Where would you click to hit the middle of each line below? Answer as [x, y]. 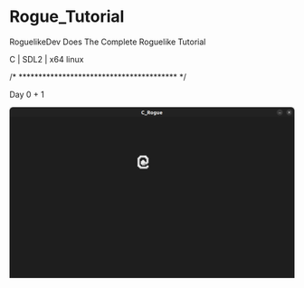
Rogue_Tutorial [67, 17]
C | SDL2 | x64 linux [47, 59]
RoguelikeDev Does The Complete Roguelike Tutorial [108, 42]
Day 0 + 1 [27, 94]
